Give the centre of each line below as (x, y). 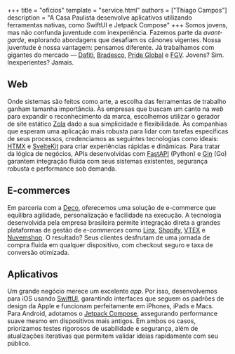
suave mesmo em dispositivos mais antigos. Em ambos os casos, (102, 321)
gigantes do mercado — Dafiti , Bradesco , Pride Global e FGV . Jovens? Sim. (116, 55)
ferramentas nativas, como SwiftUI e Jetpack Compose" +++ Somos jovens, (117, 25)
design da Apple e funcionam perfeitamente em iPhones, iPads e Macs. (110, 306)
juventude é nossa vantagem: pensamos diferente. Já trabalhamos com (111, 47)
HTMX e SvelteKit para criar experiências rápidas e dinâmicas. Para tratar (114, 146)
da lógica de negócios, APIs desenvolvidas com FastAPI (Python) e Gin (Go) (117, 153)
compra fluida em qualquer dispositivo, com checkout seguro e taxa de (110, 244)
